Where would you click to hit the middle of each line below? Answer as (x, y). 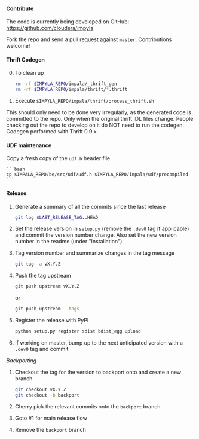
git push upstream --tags (47, 309)
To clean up (29, 73)
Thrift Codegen (26, 59)
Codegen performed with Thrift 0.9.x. (52, 132)
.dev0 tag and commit (42, 349)
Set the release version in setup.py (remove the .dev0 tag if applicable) (102, 229)
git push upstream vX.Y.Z (47, 286)
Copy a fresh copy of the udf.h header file (58, 158)
